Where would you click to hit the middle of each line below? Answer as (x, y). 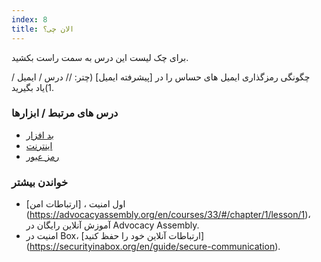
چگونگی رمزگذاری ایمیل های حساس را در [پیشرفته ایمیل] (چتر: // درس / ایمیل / (161, 77)
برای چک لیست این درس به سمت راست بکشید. (100, 57)
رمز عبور (42, 156)
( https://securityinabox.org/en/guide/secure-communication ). (153, 247)
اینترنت (39, 145)
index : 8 (29, 19)
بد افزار (39, 135)
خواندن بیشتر (40, 182)
